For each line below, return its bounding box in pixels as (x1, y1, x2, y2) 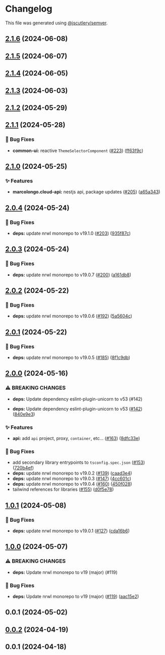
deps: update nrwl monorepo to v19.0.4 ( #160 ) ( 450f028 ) (12, 481, 132, 487)
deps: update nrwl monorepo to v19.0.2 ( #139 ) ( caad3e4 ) (12, 470, 132, 477)
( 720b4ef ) (12, 465, 34, 471)
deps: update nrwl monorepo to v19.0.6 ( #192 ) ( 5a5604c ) (12, 313, 133, 319)
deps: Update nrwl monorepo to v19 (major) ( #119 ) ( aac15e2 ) (12, 593, 139, 599)
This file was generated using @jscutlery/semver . (5, 20, 108, 26)
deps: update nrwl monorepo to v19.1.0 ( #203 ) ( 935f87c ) (12, 230, 131, 236)
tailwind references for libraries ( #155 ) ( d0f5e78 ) (12, 486, 114, 492)
